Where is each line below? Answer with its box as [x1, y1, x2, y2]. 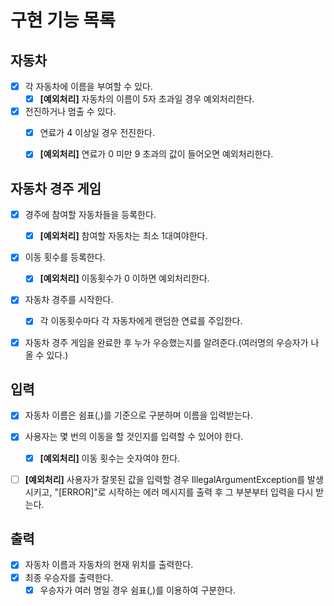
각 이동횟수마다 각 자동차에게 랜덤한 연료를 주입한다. [39, 315, 243, 327]
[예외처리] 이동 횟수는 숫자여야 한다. [39, 452, 181, 464]
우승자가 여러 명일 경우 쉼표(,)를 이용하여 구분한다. [39, 584, 236, 596]
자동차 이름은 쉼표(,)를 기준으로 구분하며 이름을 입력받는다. [24, 409, 253, 421]
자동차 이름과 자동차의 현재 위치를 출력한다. [24, 559, 194, 571]
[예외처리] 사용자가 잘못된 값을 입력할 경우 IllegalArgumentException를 [24, 473, 306, 485]
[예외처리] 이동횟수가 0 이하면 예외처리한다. [39, 272, 210, 285]
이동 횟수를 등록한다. [24, 251, 106, 263]
